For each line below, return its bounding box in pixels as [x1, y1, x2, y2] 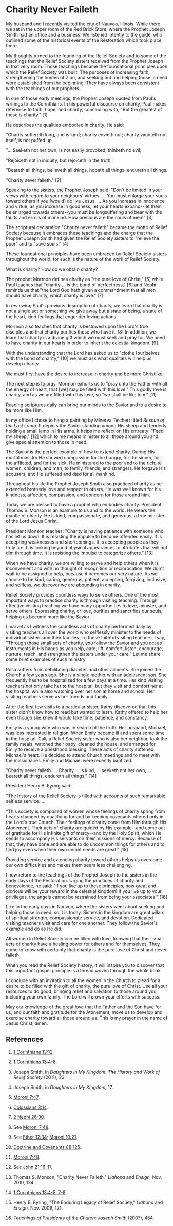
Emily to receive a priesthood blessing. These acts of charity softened [6, 746, 154, 752]
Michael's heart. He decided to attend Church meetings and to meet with [6, 751, 160, 758]
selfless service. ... [6, 798, 46, 804]
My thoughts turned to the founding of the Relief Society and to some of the [6, 52, 166, 59]
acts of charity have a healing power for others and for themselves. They [6, 941, 160, 947]
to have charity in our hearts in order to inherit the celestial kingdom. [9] [6, 340, 158, 346]
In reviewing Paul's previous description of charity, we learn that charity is [6, 302, 163, 308]
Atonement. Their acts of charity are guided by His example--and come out [6, 825, 165, 831]
